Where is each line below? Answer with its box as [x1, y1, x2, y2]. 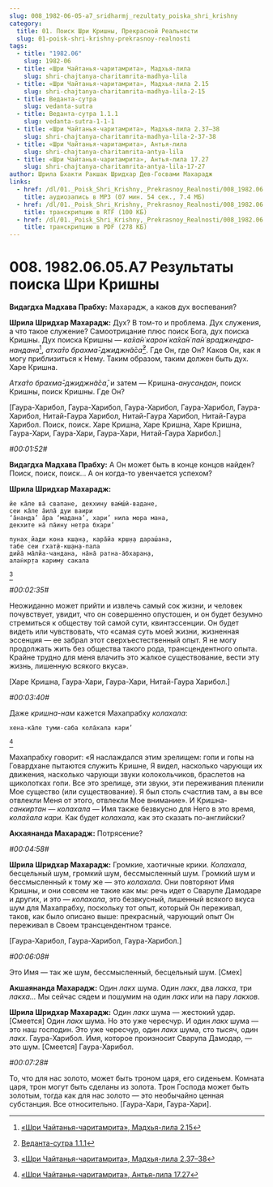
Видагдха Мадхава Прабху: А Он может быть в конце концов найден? [9, 459, 255, 469]
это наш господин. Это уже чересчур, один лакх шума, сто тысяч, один [9, 1024, 258, 1034]
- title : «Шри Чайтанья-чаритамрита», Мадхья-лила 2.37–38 [16, 125, 220, 133]
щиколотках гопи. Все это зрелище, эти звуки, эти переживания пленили [9, 778, 264, 788]
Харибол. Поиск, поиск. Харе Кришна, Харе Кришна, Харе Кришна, [9, 419, 242, 429]
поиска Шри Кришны [9, 275, 160, 294]
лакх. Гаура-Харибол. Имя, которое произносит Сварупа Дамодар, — [9, 1033, 253, 1043]
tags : [9, 42, 28, 50]
